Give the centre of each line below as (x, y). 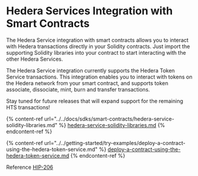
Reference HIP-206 (30, 167)
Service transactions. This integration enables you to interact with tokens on (99, 77)
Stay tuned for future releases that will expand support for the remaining (95, 101)
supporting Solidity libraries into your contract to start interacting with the (96, 52)
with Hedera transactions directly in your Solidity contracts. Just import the (98, 46)
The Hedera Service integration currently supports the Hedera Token (91, 70)
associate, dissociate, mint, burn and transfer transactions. (78, 89)
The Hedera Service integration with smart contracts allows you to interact (98, 40)
